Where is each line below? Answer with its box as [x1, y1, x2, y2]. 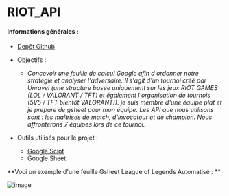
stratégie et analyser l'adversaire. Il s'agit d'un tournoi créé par [27, 76, 207, 85]
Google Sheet [27, 154, 67, 162]
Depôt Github [16, 43, 56, 51]
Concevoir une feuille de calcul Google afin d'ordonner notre [27, 69, 199, 78]
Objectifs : [16, 56, 47, 64]
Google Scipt [27, 147, 64, 155]
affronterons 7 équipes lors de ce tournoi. [27, 120, 145, 129]
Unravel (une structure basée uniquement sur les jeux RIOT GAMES [27, 84, 218, 92]
